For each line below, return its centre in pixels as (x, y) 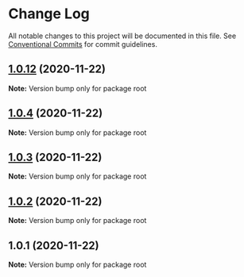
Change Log (49, 14)
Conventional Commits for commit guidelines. (83, 44)
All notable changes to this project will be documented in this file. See (122, 36)
